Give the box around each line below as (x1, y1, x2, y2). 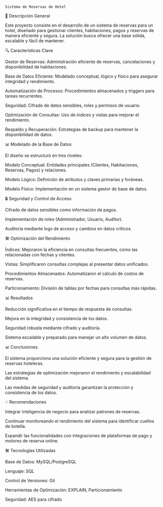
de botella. (5, 423, 26, 429)
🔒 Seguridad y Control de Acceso (5, 196, 72, 202)
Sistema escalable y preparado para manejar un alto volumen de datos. (5, 335, 147, 340)
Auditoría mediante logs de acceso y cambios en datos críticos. (5, 226, 132, 231)
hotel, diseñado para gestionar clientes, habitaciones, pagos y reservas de (5, 28, 154, 33)
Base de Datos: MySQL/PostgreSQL (5, 459, 77, 464)
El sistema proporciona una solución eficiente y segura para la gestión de (5, 355, 152, 361)
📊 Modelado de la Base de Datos (5, 141, 72, 147)
